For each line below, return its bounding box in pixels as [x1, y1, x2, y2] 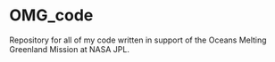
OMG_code [9, 5, 94, 26]
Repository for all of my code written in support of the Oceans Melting [9, 35, 267, 45]
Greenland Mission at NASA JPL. [9, 43, 129, 54]
